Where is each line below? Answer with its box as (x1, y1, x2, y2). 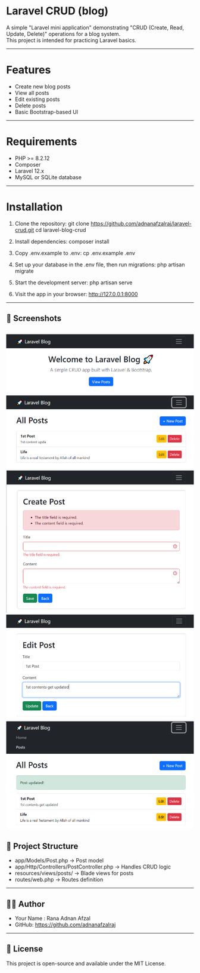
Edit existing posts (14, 96, 60, 103)
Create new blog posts (14, 82, 71, 90)
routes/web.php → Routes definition (14, 876, 104, 883)
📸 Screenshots (6, 314, 62, 324)
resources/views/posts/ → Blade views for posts (14, 870, 134, 877)
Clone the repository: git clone (14, 220, 89, 227)
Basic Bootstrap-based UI (14, 108, 79, 115)
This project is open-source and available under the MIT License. (6, 960, 166, 967)
